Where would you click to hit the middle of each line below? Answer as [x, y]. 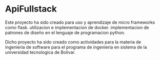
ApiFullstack [31, 9]
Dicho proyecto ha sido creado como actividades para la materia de [73, 42]
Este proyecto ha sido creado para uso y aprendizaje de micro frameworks [80, 22]
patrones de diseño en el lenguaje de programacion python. [65, 32]
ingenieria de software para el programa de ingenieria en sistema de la [76, 47]
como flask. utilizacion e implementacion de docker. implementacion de [77, 27]
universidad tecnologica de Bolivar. [40, 52]
